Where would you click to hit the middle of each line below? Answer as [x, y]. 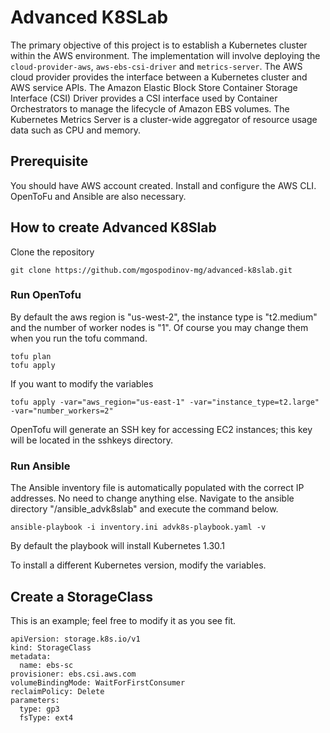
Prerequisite [49, 161]
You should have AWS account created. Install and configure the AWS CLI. [163, 185]
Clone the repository [52, 252]
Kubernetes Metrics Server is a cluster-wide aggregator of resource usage [164, 119]
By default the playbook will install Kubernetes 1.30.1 [118, 546]
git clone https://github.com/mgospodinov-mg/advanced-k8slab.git [151, 270]
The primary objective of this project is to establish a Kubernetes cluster [159, 45]
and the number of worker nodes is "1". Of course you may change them [159, 327]
